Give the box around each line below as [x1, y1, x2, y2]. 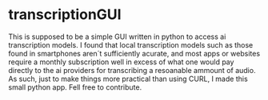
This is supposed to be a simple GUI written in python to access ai [8, 32, 226, 41]
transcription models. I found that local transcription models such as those [8, 40, 254, 49]
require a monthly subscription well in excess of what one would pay [8, 57, 234, 67]
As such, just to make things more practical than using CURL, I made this [8, 74, 248, 83]
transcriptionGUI [8, 6, 122, 24]
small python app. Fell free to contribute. [8, 82, 142, 92]
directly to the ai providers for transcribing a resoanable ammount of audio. [8, 65, 256, 75]
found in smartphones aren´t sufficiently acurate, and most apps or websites [8, 48, 261, 58]
